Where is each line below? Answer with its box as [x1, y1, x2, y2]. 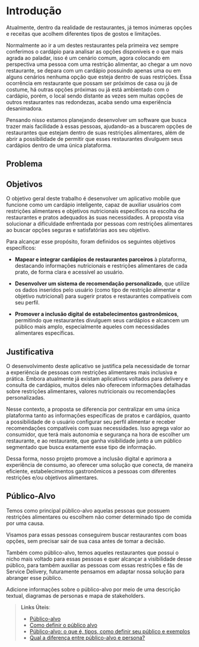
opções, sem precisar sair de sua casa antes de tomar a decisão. [6, 537, 165, 545]
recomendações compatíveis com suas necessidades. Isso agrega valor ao [6, 424, 190, 432]
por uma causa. [6, 519, 45, 527]
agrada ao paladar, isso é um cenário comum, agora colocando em [6, 54, 170, 61]
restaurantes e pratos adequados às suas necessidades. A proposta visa [6, 214, 184, 221]
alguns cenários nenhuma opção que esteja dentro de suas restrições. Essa [6, 73, 192, 80]
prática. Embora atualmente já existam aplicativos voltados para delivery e [6, 375, 188, 382]
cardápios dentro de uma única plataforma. [6, 142, 112, 149]
